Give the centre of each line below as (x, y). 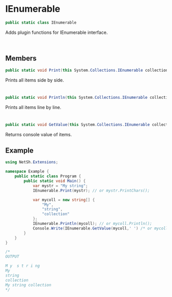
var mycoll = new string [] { (64, 200)
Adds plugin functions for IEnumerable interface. (57, 32)
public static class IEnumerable (41, 23)
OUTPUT (12, 257)
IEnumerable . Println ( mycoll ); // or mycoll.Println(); (92, 224)
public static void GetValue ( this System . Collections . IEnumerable (78, 124)
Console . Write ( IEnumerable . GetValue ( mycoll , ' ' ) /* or (92, 228)
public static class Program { (48, 176)
